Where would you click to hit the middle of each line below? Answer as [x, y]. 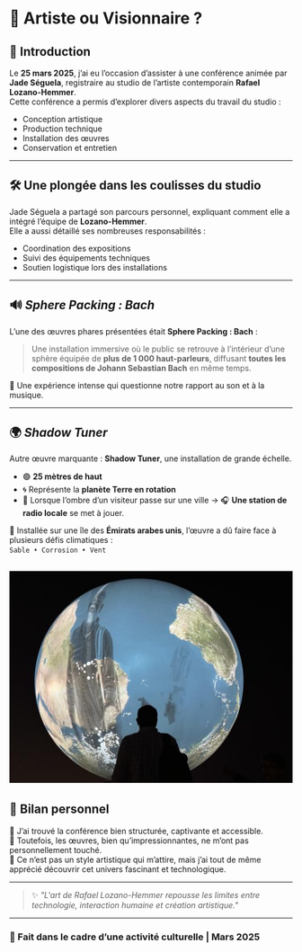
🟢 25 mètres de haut [62, 476]
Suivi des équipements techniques [86, 258]
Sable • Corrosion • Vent [58, 551]
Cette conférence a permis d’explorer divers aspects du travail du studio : [145, 102]
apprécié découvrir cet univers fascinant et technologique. [118, 869]
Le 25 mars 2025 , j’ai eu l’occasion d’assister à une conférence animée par [148, 73]
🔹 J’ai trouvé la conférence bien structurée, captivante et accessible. [136, 831]
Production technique [62, 129]
